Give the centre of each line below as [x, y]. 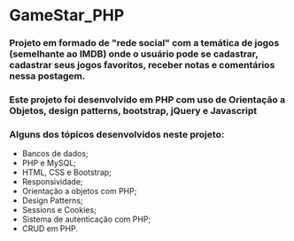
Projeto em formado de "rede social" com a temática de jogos [144, 43]
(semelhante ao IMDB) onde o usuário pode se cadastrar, [134, 54]
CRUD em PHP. [50, 229]
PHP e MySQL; [49, 163]
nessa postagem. [47, 76]
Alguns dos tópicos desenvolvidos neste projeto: [117, 134]
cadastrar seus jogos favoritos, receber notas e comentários [142, 65]
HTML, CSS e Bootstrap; [67, 172]
